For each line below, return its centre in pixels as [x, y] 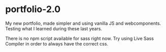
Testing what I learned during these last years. [54, 28]
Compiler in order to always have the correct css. [57, 43]
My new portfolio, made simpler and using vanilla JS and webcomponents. [83, 23]
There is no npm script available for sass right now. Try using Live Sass [79, 38]
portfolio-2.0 [33, 9]
